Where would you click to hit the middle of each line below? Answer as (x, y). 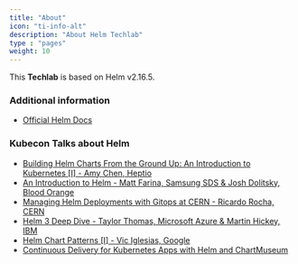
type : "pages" (38, 43)
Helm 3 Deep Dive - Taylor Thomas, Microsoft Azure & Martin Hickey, (151, 221)
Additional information (60, 100)
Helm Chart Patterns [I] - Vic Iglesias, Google (106, 240)
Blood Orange (48, 192)
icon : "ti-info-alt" (48, 26)
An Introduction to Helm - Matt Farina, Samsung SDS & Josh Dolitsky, (151, 183)
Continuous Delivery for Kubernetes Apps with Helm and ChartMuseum (155, 250)
